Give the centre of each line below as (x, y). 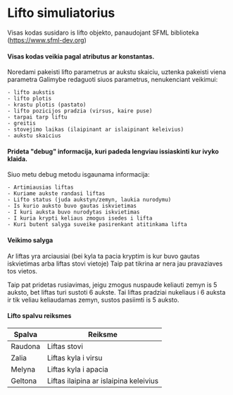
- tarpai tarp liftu (38, 117)
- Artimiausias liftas (40, 188)
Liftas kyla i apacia (77, 369)
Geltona (24, 381)
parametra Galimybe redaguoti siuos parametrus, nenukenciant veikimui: (113, 80)
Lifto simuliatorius (61, 13)
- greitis (22, 124)
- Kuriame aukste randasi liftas (56, 194)
